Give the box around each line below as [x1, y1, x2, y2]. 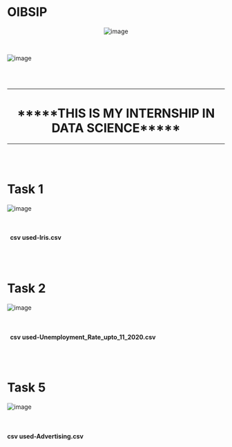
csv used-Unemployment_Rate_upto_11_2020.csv [10, 333, 157, 341]
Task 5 [7, 380, 46, 396]
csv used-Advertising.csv [7, 432, 84, 440]
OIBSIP [7, 4, 48, 20]
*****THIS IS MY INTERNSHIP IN [17, 105, 215, 121]
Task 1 [7, 182, 43, 198]
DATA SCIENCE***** [51, 121, 181, 136]
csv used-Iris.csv [10, 234, 62, 242]
